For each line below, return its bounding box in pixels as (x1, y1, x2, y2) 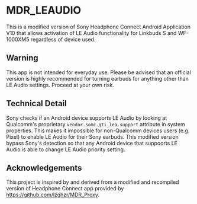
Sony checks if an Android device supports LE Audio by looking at (6, 114, 167, 122)
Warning (6, 53, 38, 63)
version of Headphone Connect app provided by (6, 185, 124, 192)
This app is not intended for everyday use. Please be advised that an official (6, 69, 191, 76)
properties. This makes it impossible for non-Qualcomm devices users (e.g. (6, 127, 190, 134)
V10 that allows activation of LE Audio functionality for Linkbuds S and (6, 29, 177, 36)
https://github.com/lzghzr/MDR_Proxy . (6, 191, 99, 199)
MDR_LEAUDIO (6, 4, 82, 17)
